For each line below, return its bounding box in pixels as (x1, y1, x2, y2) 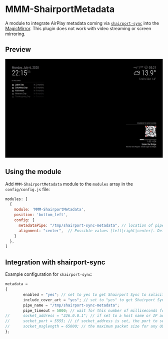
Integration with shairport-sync (5, 258, 105, 266)
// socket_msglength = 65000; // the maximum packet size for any (5, 324, 157, 329)
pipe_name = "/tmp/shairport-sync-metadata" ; (23, 302, 120, 308)
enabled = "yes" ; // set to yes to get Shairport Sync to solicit (23, 292, 164, 297)
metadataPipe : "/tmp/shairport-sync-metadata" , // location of (18, 223, 153, 228)
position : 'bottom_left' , (14, 212, 68, 218)
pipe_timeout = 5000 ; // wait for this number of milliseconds (23, 308, 157, 313)
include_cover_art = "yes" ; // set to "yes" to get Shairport (23, 297, 155, 302)
